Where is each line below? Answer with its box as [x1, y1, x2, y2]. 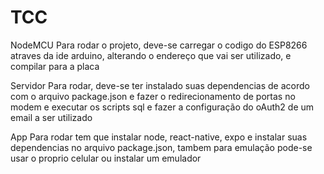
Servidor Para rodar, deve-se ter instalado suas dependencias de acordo [10, 79, 310, 91]
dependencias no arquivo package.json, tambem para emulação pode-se [10, 141, 313, 153]
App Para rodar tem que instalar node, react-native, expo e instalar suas [10, 131, 308, 143]
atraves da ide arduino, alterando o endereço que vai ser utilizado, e [10, 49, 292, 61]
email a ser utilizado [10, 111, 93, 123]
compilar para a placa [10, 60, 100, 72]
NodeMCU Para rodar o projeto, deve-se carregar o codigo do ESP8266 [10, 39, 308, 51]
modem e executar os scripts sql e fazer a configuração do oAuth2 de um [10, 101, 315, 113]
